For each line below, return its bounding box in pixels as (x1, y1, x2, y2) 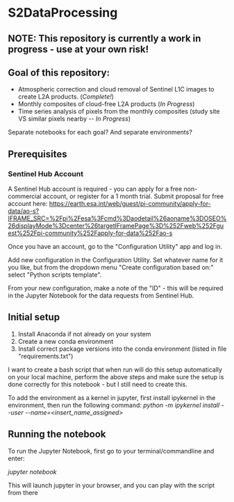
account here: (8, 200, 48, 208)
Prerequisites (8, 148, 67, 160)
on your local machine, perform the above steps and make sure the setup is (8, 372, 224, 381)
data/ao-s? (8, 207, 40, 216)
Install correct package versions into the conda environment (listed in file (17, 345, 227, 353)
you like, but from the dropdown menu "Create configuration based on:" (8, 263, 214, 272)
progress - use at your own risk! (8, 43, 149, 55)
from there (8, 488, 39, 496)
